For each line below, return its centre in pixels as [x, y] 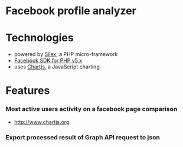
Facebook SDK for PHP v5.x [48, 61]
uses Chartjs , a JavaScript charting [57, 67]
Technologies [40, 38]
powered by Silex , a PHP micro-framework [66, 54]
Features [28, 91]
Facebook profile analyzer [71, 11]
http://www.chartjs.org [42, 122]
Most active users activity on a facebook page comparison [91, 109]
